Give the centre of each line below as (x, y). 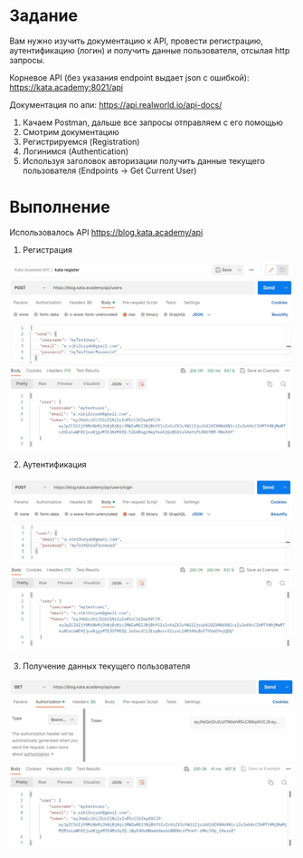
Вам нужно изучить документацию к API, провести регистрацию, (137, 41)
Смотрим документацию (71, 131)
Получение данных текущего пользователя (106, 666)
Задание (44, 16)
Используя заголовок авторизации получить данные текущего (143, 160)
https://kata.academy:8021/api (66, 87)
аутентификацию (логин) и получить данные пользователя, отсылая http (150, 50)
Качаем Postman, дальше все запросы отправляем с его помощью (152, 122)
